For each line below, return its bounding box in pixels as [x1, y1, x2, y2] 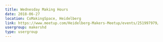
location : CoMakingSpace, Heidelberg [5, 16, 81, 21]
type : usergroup [5, 29, 38, 34]
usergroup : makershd [5, 25, 47, 30]
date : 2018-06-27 [5, 12, 40, 16]
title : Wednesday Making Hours [5, 7, 68, 12]
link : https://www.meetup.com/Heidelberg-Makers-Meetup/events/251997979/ [5, 20, 160, 26]
